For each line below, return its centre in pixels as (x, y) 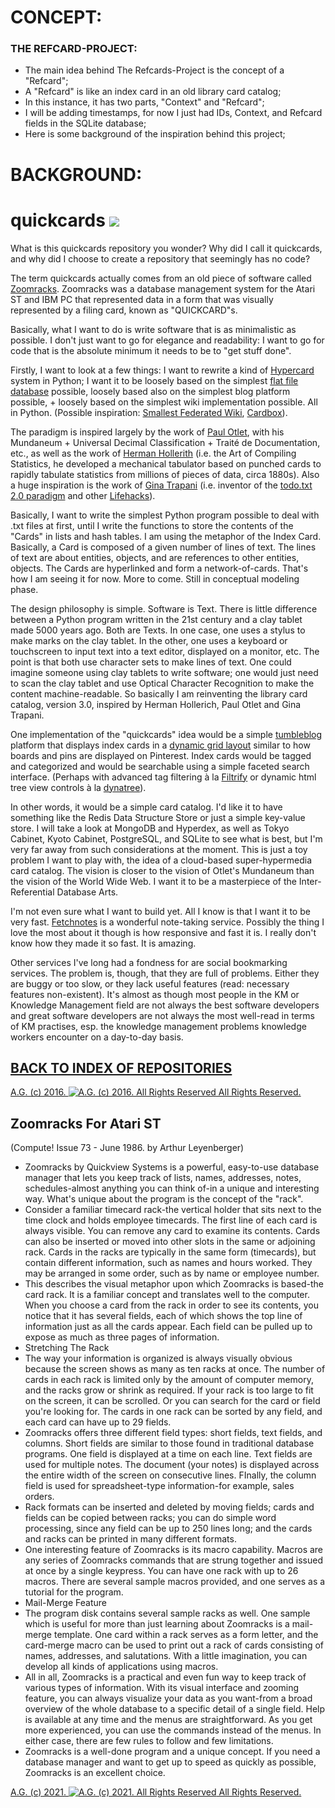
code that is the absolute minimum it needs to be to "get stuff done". (151, 350)
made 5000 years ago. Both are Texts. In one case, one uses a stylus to (158, 630)
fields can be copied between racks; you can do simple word (150, 1518)
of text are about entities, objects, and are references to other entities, (155, 557)
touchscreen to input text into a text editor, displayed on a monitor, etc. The (165, 651)
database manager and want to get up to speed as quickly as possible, (170, 1762)
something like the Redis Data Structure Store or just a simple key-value (158, 817)
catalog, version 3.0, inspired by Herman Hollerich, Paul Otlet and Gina (156, 704)
